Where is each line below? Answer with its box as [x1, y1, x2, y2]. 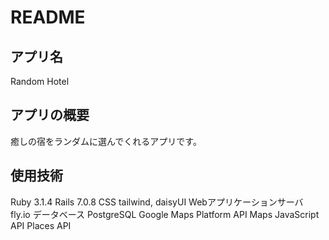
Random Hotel [10, 76, 70, 87]
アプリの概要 [10, 107, 90, 124]
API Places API [10, 219, 72, 231]
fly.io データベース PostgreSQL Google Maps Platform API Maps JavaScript [10, 208, 320, 220]
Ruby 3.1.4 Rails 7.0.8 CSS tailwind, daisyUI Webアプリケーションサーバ [10, 196, 304, 208]
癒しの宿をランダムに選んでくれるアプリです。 [10, 135, 202, 147]
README [10, 6, 86, 29]
